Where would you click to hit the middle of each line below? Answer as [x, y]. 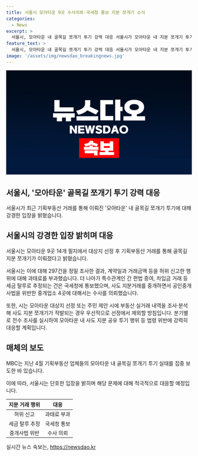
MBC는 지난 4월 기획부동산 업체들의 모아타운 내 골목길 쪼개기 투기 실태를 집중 [95, 363]
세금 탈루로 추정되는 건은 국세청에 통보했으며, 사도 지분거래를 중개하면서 [89, 285]
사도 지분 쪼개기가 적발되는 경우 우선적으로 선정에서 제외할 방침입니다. [92, 313]
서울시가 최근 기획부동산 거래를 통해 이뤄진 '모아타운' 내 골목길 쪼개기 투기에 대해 [99, 208]
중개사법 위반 [24, 432]
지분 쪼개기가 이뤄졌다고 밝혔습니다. [47, 258]
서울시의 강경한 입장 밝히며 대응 [60, 236]
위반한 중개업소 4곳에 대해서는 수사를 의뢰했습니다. [80, 293]
